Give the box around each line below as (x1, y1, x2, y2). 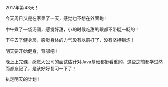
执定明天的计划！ (5, 76, 41, 82)
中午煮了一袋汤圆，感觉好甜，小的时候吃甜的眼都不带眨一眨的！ (5, 26, 139, 32)
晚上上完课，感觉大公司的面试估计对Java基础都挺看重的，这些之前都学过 (5, 59, 159, 65)
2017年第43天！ (5, 5, 39, 10)
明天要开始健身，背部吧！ (5, 48, 59, 54)
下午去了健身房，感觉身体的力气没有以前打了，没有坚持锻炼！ (5, 37, 135, 43)
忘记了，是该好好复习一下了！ (14, 66, 77, 71)
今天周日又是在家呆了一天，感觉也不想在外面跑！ (5, 15, 108, 21)
